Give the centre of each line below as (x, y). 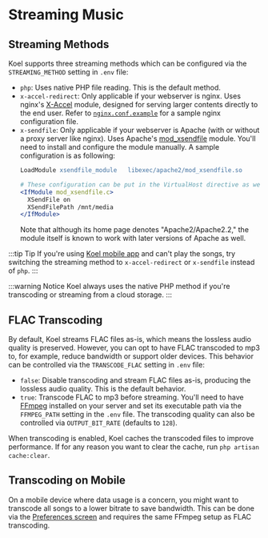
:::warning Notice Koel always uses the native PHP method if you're (119, 287)
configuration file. (49, 121)
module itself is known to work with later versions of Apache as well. (133, 239)
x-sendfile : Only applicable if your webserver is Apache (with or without (140, 130)
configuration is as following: (68, 155)
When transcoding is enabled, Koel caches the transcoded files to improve (131, 439)
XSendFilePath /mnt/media (70, 207)
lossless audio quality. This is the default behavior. (103, 389)
